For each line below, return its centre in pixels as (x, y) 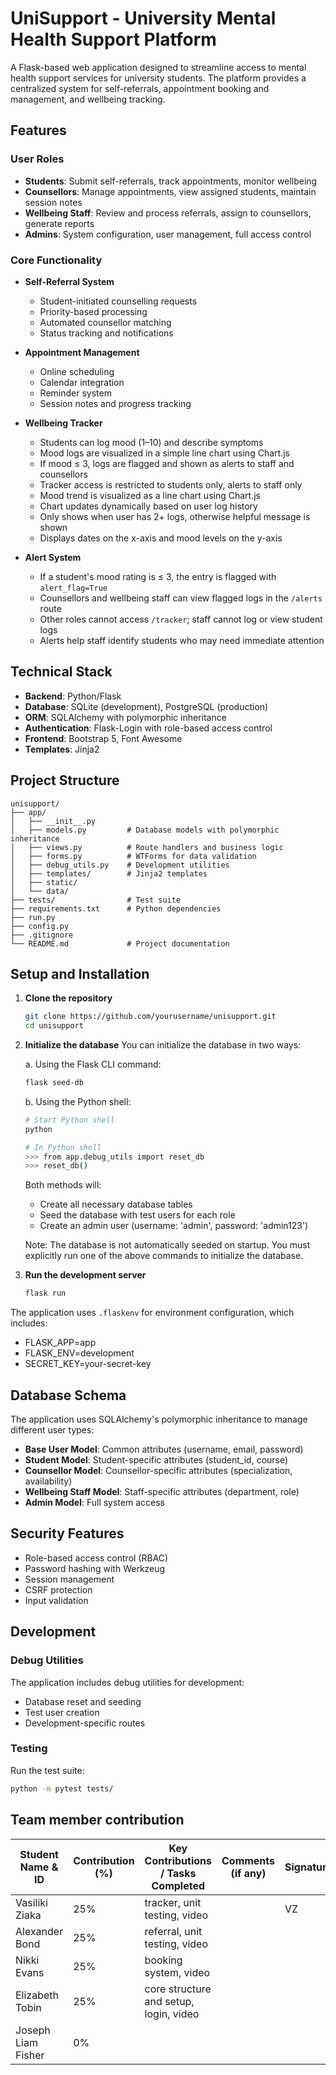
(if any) (248, 1873)
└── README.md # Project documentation (120, 943)
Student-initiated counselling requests (118, 301)
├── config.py (40, 926)
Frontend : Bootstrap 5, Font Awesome (103, 738)
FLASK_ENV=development (79, 1353)
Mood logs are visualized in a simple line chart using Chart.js (164, 453)
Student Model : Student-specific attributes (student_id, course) (156, 1460)
